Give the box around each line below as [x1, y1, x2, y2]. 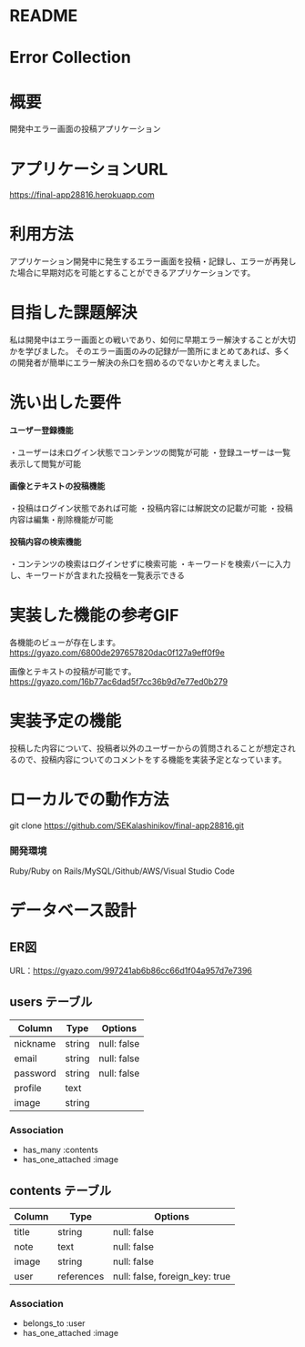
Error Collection [9, 47, 132, 68]
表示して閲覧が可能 [9, 458, 82, 469]
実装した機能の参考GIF [9, 605, 179, 626]
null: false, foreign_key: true [112, 1270, 231, 1282]
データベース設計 [9, 900, 137, 921]
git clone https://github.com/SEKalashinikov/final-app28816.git [9, 820, 244, 831]
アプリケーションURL [9, 158, 168, 179]
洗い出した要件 [9, 392, 122, 413]
